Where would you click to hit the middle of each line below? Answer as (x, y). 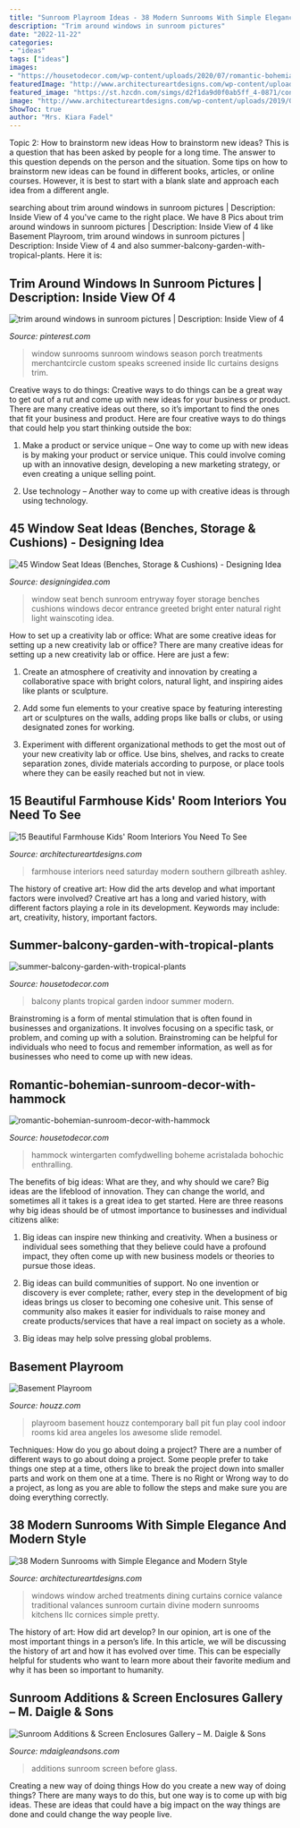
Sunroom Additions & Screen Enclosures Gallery (146, 1698)
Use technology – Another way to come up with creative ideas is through (156, 491)
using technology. (55, 500)
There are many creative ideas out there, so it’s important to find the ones (144, 409)
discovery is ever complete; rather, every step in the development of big (154, 1293)
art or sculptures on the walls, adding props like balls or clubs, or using (153, 718)
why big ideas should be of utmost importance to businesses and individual (148, 1211)
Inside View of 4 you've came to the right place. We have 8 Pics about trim (146, 217)
